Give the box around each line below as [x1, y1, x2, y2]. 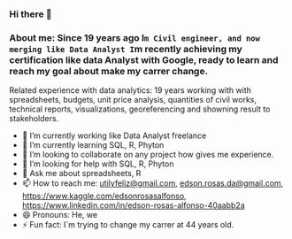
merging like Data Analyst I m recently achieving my [9, 42, 243, 55]
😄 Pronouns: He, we [21, 210, 98, 220]
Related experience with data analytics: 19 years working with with [9, 85, 252, 96]
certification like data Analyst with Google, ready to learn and [9, 53, 279, 66]
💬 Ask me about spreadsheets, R [21, 168, 142, 179]
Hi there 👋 [9, 8, 53, 20]
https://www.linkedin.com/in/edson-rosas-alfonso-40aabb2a [21, 200, 245, 211]
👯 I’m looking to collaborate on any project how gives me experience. [21, 150, 274, 160]
